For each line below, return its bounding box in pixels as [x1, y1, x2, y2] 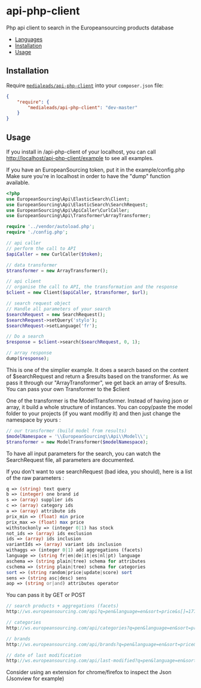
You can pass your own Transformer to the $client [6, 385, 130, 392]
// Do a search [6, 334, 44, 340]
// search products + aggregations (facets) [6, 603, 119, 609]
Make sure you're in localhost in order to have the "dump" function [6, 172, 170, 179]
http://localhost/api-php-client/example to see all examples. [6, 154, 154, 161]
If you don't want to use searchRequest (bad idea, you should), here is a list [6, 468, 193, 475]
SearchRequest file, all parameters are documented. [6, 456, 135, 463]
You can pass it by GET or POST [6, 591, 86, 599]
